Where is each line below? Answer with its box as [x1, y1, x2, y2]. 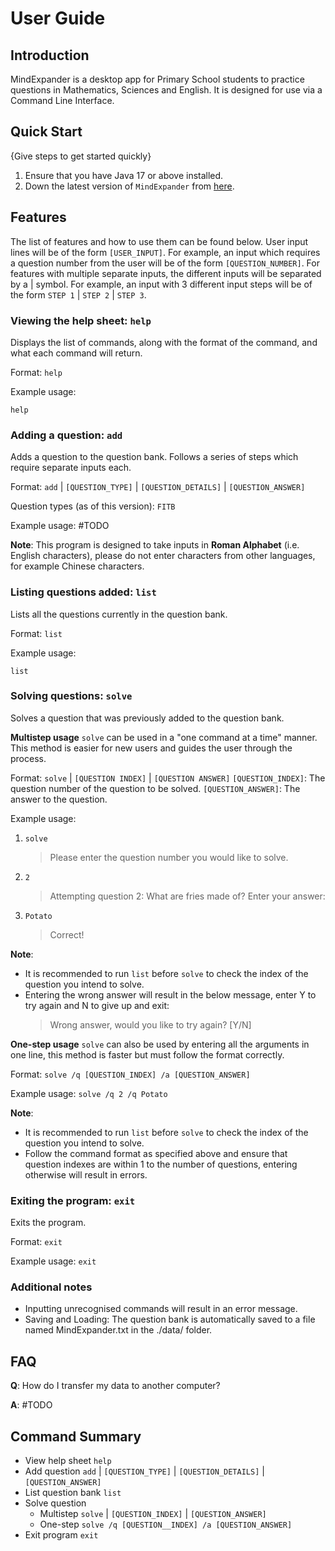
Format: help [10, 366, 63, 378]
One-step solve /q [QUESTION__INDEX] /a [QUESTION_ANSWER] [39, 1518, 293, 1531]
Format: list [10, 627, 63, 639]
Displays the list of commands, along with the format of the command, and [10, 336, 318, 348]
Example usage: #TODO [10, 520, 110, 532]
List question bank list [24, 1487, 122, 1499]
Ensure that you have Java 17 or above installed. [24, 169, 224, 181]
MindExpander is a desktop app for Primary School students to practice [10, 73, 305, 85]
